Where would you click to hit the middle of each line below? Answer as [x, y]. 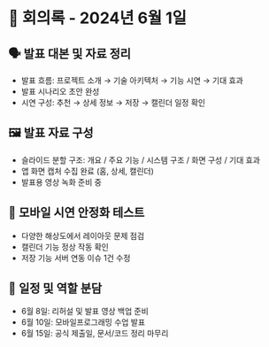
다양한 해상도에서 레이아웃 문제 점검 [83, 235]
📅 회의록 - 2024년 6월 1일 [98, 18]
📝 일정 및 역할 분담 [55, 289]
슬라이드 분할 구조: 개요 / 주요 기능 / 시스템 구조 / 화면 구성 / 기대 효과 [140, 159]
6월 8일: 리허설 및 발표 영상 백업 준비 [85, 312]
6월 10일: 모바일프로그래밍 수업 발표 [83, 322]
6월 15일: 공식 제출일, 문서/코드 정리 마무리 [95, 334]
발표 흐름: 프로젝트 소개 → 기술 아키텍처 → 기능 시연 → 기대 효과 [132, 80]
